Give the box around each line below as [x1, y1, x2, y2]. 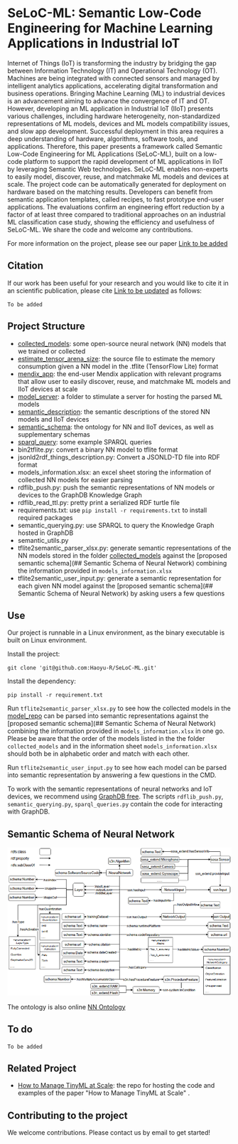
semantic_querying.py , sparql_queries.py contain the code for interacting [7, 800, 223, 808]
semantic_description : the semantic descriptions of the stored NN [17, 407, 210, 416]
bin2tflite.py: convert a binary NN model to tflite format [17, 445, 178, 454]
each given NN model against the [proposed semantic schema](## [17, 581, 213, 590]
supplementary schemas [17, 430, 91, 439]
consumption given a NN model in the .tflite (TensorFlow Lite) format [17, 362, 219, 370]
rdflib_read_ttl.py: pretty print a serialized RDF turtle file [17, 498, 180, 506]
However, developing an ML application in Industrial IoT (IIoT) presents [7, 104, 214, 113]
